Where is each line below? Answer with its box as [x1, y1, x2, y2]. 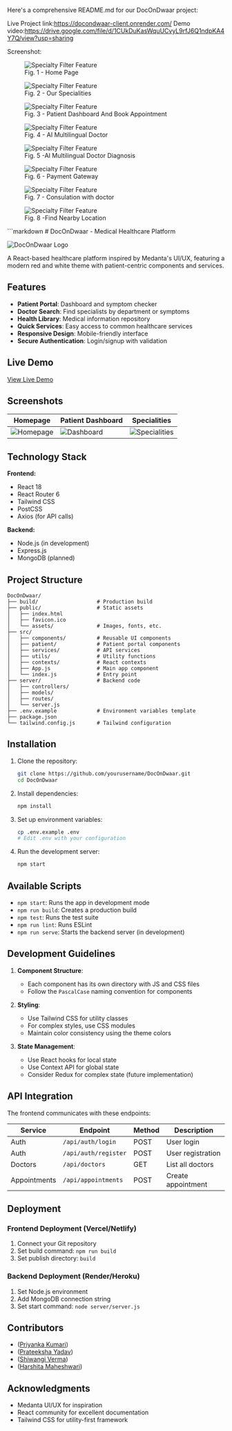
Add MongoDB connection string [17, 1294, 111, 1303]
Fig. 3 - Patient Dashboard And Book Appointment [24, 110, 167, 118]
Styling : [17, 1001, 41, 1009]
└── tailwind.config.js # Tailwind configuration [7, 720, 171, 727]
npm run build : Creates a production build [17, 906, 137, 914]
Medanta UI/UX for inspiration [17, 1401, 103, 1410]
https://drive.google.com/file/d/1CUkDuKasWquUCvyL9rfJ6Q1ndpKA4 [24, 27, 225, 35]
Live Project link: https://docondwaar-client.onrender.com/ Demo [7, 19, 191, 27]
